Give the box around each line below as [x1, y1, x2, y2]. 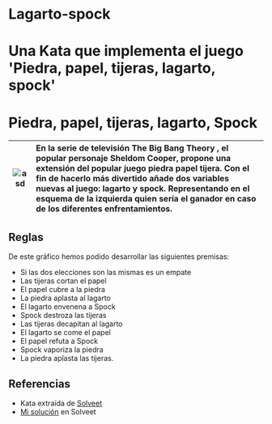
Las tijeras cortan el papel [19, 276, 107, 286]
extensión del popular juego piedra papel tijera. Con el [36, 163, 249, 174]
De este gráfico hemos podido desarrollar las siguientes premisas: [8, 252, 230, 261]
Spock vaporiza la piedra [19, 345, 104, 354]
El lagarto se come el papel [19, 328, 111, 337]
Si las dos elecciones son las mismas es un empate [19, 268, 192, 278]
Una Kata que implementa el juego [8, 42, 244, 61]
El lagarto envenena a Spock [19, 302, 116, 312]
